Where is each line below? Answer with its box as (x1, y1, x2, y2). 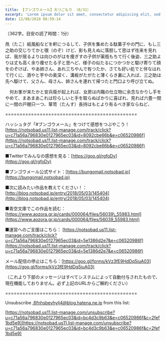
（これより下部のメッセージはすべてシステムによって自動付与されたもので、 (5, 274, 160, 280)
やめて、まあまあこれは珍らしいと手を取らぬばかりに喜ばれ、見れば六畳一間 (5, 95, 162, 101)
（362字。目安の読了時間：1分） (5, 31, 72, 37)
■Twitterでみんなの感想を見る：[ (5, 153, 73, 159)
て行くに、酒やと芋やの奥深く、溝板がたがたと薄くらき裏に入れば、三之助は (5, 72, 162, 78)
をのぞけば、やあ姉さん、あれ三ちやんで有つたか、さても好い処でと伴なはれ (5, 66, 161, 72)
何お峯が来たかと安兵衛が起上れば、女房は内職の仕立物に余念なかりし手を (9, 89, 162, 95)
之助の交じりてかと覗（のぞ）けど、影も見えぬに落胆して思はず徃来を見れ (5, 48, 157, 54)
